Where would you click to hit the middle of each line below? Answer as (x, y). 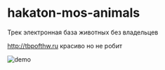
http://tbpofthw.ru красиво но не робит (65, 45)
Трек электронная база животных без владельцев (83, 32)
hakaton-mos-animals (74, 13)
